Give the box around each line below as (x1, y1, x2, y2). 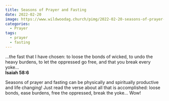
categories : (5, 21, 30, 26)
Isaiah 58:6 (5, 69, 29, 75)
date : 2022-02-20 (5, 12, 42, 17)
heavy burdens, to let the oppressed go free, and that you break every (5, 58, 151, 65)
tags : (5, 30, 17, 35)
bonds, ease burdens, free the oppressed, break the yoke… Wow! (5, 89, 141, 95)
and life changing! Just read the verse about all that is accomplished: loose (5, 84, 160, 90)
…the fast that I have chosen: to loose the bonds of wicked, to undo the (5, 53, 153, 59)
